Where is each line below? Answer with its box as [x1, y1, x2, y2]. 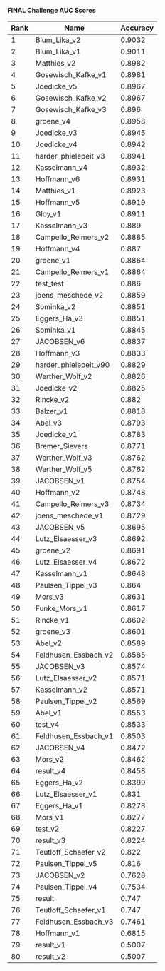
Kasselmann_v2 [35, 685, 88, 695]
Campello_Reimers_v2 [35, 232, 110, 242]
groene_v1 [35, 256, 71, 265]
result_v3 [35, 835, 66, 845]
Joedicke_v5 [35, 81, 78, 91]
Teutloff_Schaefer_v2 [35, 847, 107, 857]
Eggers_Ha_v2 [35, 778, 84, 788]
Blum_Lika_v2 [35, 35, 81, 45]
